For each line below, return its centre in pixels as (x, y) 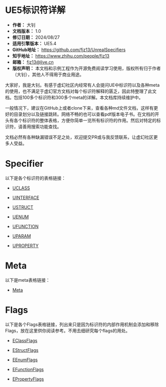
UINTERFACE (26, 197)
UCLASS (21, 188)
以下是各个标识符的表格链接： (35, 178)
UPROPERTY (25, 246)
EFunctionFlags (28, 369)
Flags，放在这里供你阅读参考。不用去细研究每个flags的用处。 (67, 330)
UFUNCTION (25, 226)
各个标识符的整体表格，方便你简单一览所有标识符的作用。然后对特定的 (85, 120)
